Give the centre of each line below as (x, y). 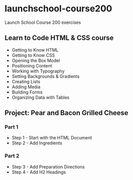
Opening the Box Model (36, 60)
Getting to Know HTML (35, 50)
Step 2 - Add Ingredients (37, 143)
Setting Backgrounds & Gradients (45, 76)
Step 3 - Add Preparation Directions (48, 167)
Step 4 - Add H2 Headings (39, 172)
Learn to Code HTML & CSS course (59, 38)
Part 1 (11, 127)
